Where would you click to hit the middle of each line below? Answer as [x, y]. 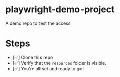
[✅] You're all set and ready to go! [48, 68]
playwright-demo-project [60, 9]
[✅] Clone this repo [33, 57]
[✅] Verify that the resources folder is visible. [59, 63]
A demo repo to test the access [38, 23]
